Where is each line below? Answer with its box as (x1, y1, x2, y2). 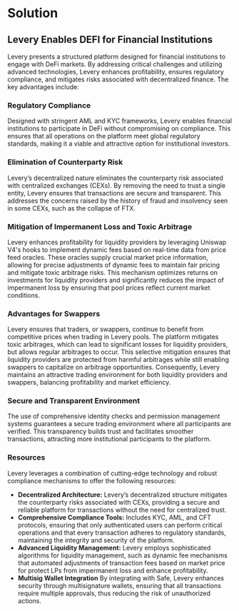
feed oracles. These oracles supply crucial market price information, (7, 253, 208, 261)
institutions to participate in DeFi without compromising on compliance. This (7, 124, 231, 133)
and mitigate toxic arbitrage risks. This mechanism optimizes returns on (7, 268, 218, 276)
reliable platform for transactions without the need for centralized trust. (17, 505, 227, 514)
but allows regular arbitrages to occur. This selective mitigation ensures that (7, 348, 230, 356)
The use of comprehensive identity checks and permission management (7, 412, 220, 420)
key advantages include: (7, 83, 80, 91)
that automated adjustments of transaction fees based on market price (17, 558, 225, 567)
